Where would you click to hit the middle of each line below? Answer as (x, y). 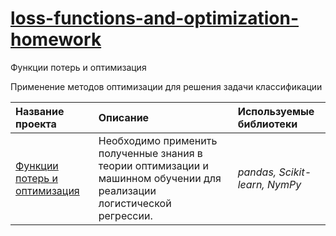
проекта (36, 124)
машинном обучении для (160, 178)
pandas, (257, 172)
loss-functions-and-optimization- (155, 18)
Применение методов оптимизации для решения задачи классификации (166, 86)
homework (56, 39)
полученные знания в (150, 153)
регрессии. (125, 215)
